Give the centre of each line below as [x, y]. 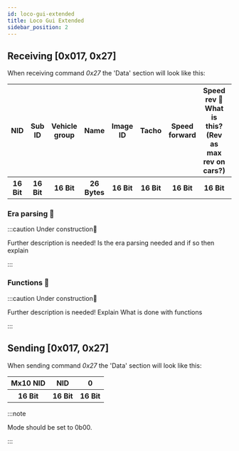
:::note [17, 413]
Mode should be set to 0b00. [50, 427]
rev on [214, 162]
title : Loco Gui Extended [46, 21]
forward [182, 135]
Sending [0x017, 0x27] [58, 348]
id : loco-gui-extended [41, 14]
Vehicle [64, 127]
